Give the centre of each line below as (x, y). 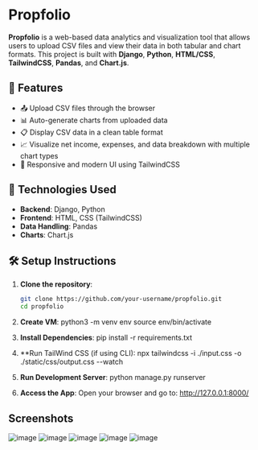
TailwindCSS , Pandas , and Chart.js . (69, 63)
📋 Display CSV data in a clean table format (91, 132)
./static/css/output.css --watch (71, 362)
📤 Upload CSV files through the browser (87, 108)
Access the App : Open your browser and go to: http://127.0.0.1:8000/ (134, 393)
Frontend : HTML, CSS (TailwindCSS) (81, 217)
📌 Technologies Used (62, 190)
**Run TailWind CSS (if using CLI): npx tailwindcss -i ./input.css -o (131, 353)
